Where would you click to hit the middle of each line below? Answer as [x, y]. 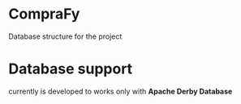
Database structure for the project [65, 36]
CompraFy [44, 14]
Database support [71, 69]
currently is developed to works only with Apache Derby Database [120, 91]
